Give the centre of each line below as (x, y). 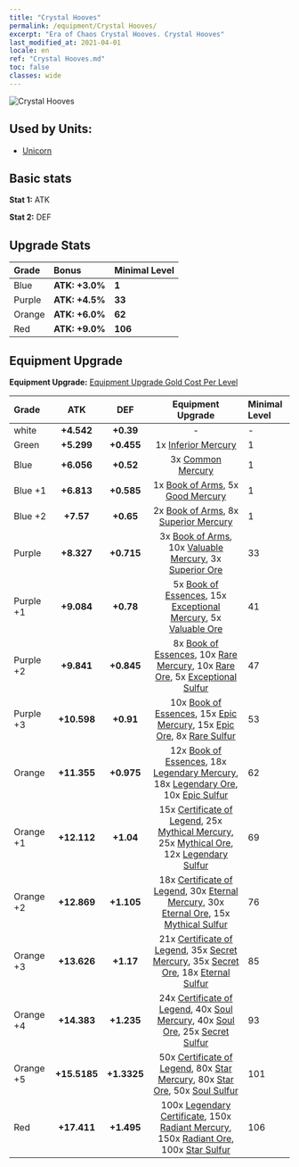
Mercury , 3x (196, 559)
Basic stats (40, 178)
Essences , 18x (196, 761)
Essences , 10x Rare (196, 654)
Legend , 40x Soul (196, 1009)
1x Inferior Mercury (196, 445)
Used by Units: (51, 129)
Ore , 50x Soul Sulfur (196, 1091)
